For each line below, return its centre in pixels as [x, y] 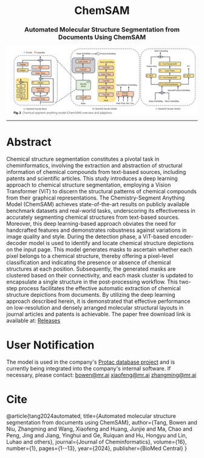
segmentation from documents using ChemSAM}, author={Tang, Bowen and [102, 423]
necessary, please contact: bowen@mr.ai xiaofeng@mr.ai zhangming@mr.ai [101, 375]
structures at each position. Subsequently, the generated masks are [91, 269]
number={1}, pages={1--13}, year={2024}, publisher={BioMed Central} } [97, 448]
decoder [17, 243]
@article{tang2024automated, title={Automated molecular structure [91, 416]
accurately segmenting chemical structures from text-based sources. [93, 217]
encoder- [182, 236]
